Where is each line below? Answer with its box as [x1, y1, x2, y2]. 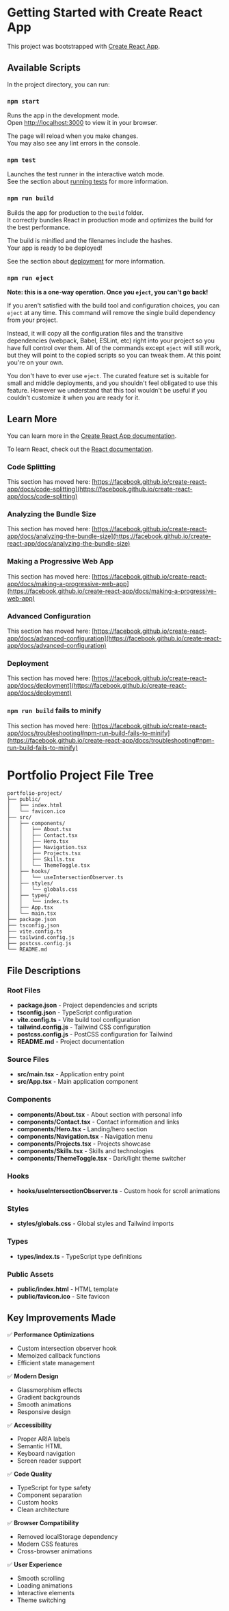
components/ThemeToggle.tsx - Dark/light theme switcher [16, 1154, 187, 1162]
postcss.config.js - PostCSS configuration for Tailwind [16, 1030, 173, 1039]
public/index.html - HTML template [16, 1285, 118, 1293]
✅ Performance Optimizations [7, 1330, 94, 1338]
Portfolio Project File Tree [7, 767, 154, 783]
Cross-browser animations [16, 1546, 92, 1555]
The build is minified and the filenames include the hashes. [7, 236, 173, 244]
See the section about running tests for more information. [7, 177, 169, 186]
